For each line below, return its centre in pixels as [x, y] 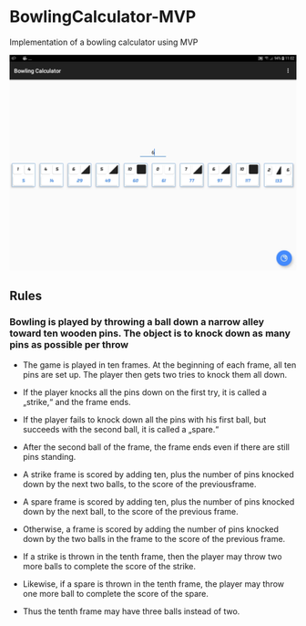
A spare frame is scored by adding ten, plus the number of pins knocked [158, 501]
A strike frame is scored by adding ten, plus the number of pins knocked [158, 474]
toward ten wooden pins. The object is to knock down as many [150, 333]
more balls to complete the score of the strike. [109, 566]
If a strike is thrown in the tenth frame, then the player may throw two [152, 556]
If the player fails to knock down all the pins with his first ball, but [144, 419]
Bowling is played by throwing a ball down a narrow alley [137, 322]
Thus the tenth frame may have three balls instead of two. [131, 611]
